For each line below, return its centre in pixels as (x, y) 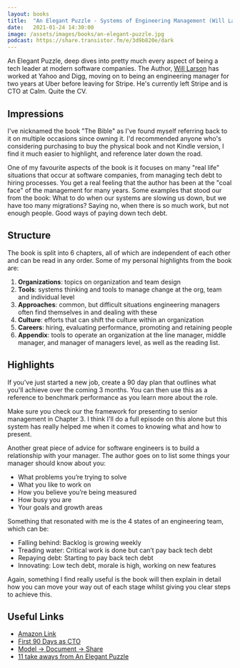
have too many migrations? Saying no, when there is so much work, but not (118, 205)
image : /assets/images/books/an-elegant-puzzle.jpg (86, 34)
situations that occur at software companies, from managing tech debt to (115, 175)
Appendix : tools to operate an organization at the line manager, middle (122, 335)
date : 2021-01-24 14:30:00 (51, 27)
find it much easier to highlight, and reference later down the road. (105, 154)
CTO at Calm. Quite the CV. (47, 91)
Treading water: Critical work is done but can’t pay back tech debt (115, 550)
